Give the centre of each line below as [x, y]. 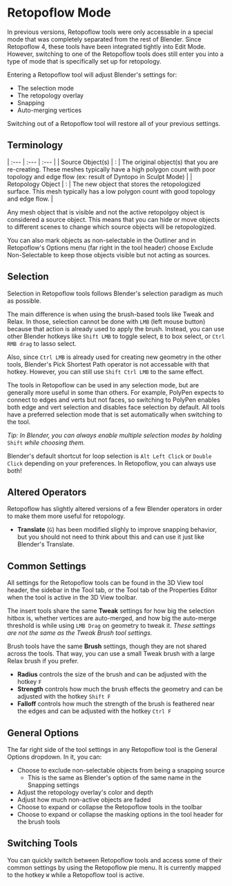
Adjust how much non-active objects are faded [84, 800]
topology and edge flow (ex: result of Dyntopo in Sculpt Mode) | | [100, 176]
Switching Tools [42, 843]
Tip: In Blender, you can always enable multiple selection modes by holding [115, 435]
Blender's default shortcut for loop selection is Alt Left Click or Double [109, 456]
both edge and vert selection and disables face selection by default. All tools [116, 407]
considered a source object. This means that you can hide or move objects [114, 219]
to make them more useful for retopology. [66, 516]
